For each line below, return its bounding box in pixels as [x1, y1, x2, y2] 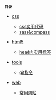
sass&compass [19, 29, 50, 35]
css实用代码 [19, 24, 44, 29]
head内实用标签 [19, 49, 51, 55]
